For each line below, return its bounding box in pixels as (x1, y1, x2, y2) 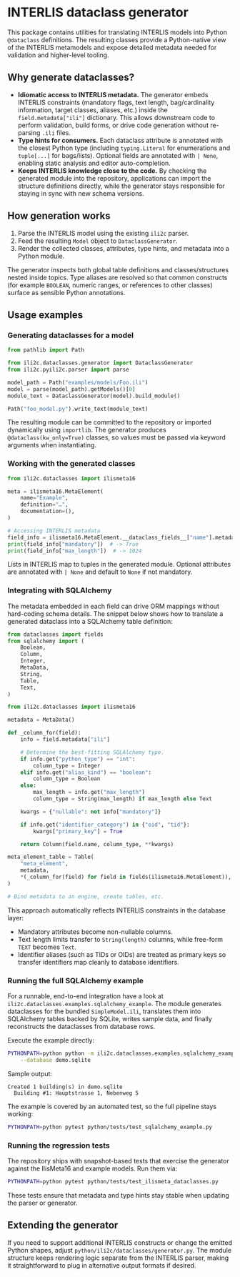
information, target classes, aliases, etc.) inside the (17, 105, 168, 114)
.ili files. (41, 128, 71, 136)
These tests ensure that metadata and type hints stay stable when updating (7, 1191, 230, 1199)
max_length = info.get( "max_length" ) (33, 789, 145, 796)
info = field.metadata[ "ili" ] (20, 736, 111, 743)
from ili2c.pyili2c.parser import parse (7, 366, 130, 373)
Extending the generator (7, 1219, 119, 1231)
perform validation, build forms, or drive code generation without (17, 121, 209, 129)
